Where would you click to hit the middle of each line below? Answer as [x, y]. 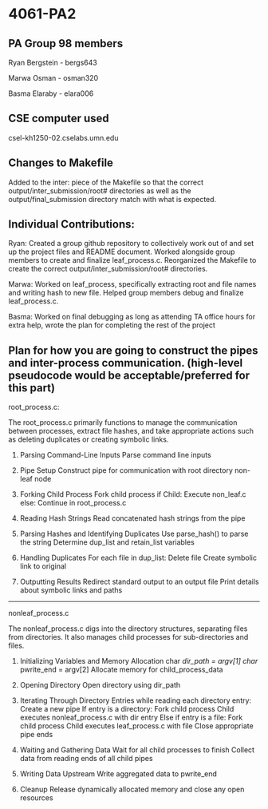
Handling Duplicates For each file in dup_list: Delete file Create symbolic [138, 558]
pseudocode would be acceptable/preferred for [129, 375]
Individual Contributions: [72, 224]
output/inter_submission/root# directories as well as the [100, 190]
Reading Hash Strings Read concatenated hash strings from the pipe [132, 518]
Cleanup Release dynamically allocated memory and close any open [132, 789]
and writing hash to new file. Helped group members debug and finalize [126, 293]
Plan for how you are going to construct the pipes [133, 350]
